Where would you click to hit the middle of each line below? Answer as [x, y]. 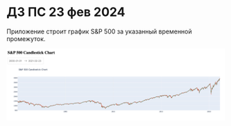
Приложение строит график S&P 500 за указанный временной [99, 31]
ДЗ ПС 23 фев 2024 [66, 12]
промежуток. [26, 38]
